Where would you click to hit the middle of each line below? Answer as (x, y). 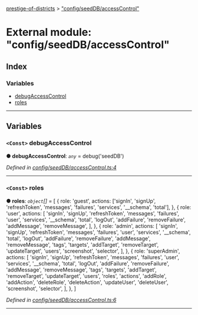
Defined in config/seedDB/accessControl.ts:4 (61, 167)
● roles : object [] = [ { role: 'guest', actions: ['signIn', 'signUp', (81, 201)
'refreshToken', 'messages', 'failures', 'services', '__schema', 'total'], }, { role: (99, 207)
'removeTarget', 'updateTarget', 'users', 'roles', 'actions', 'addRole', (86, 276)
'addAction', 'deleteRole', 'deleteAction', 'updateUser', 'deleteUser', (88, 282)
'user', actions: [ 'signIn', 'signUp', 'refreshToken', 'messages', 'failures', (93, 213)
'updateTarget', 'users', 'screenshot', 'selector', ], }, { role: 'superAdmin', (93, 251)
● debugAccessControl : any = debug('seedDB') (65, 156)
